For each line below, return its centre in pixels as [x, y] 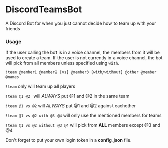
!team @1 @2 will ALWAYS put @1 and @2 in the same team [67, 96]
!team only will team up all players [40, 86]
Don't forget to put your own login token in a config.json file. [68, 140]
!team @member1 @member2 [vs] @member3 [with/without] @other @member [81, 72]
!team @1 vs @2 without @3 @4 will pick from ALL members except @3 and [83, 125]
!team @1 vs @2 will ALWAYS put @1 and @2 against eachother [71, 106]
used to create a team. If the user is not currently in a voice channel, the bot [84, 58]
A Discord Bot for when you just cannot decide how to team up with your [81, 23]
